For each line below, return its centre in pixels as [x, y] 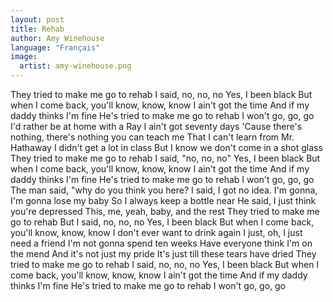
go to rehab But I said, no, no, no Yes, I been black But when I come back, [162, 222]
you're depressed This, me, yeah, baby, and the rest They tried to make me [165, 211]
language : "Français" [55, 47]
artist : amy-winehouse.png [75, 66]
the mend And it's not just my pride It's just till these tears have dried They [163, 254]
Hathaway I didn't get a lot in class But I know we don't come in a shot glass [166, 147]
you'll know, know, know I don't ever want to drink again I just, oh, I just [156, 232]
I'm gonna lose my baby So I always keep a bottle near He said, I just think [163, 200]
